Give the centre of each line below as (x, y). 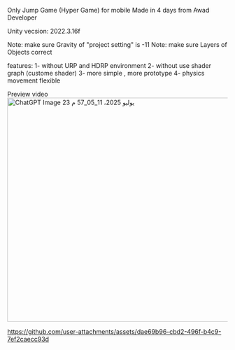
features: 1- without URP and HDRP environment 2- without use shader (109, 65)
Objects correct (30, 52)
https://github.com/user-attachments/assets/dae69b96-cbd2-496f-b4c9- (114, 331)
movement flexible (34, 80)
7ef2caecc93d (28, 339)
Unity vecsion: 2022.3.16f (44, 31)
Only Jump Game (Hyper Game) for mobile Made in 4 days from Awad (108, 10)
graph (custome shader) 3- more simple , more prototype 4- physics (106, 73)
